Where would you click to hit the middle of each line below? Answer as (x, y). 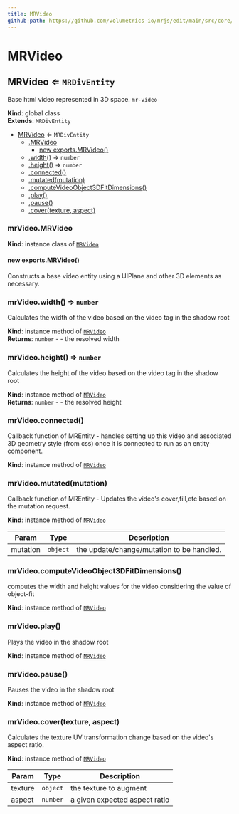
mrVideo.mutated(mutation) (58, 483)
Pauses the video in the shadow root (61, 690)
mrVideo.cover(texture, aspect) (63, 722)
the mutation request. (39, 506)
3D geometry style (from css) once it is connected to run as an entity (108, 443)
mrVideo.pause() (38, 674)
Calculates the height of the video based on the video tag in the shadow (113, 373)
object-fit (21, 594)
